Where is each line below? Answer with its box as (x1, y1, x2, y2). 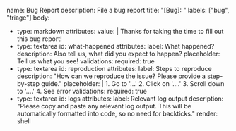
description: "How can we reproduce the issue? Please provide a (16, 72, 206, 80)
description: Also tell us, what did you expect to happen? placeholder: (16, 49, 220, 58)
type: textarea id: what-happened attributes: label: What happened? (16, 42, 215, 50)
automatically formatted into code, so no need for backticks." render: (16, 109, 218, 118)
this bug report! (16, 35, 63, 43)
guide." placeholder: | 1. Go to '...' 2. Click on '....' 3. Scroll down (41, 80, 225, 87)
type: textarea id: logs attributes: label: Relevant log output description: (16, 94, 224, 103)
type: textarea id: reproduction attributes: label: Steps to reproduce (16, 65, 213, 73)
